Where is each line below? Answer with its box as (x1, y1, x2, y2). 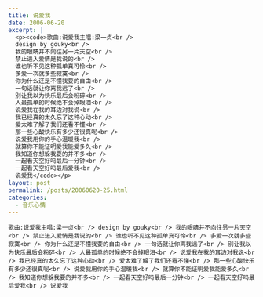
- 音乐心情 (15, 201, 46, 208)
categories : (8, 194, 47, 201)
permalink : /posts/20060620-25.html (8, 186, 128, 194)
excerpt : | (8, 26, 44, 34)
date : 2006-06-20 (8, 19, 65, 27)
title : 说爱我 (8, 11, 51, 20)
